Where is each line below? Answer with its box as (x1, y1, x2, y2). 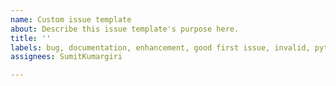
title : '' (10, 33, 52, 43)
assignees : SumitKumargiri (10, 52, 123, 62)
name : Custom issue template (10, 14, 132, 25)
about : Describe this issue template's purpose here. (10, 24, 240, 34)
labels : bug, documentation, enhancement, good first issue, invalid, (10, 42, 311, 53)
